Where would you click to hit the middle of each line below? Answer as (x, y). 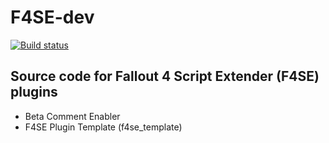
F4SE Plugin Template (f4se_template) (103, 127)
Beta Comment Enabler (72, 116)
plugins (34, 92)
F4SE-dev (52, 17)
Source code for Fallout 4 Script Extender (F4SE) (165, 76)
